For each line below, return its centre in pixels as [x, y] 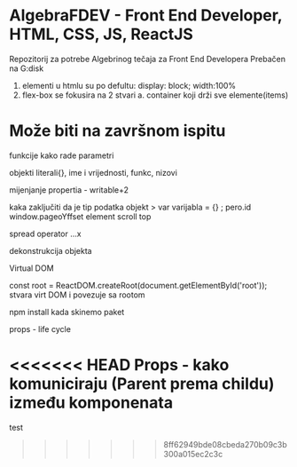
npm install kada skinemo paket [67, 312]
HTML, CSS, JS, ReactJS [101, 34]
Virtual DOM [32, 268]
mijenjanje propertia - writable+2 [69, 190]
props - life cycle [40, 328]
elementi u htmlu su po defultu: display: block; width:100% [129, 85]
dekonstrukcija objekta [51, 250]
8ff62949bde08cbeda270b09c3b [226, 444]
